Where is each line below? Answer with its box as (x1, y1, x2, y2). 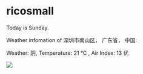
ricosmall (6, 4, 55, 18)
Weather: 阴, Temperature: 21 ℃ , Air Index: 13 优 (6, 49, 129, 57)
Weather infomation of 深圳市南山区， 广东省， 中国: (6, 36, 138, 43)
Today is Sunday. (6, 24, 50, 31)
